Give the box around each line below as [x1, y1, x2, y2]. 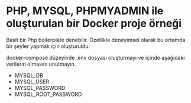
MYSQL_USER [14, 78, 50, 85]
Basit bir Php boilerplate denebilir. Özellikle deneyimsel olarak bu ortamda [6, 36, 186, 43]
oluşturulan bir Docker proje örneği [6, 17, 182, 30]
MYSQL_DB [14, 72, 43, 79]
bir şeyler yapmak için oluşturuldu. [6, 43, 90, 50]
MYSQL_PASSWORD [14, 84, 66, 91]
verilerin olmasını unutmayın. [6, 60, 76, 67]
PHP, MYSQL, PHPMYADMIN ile [6, 4, 164, 18]
